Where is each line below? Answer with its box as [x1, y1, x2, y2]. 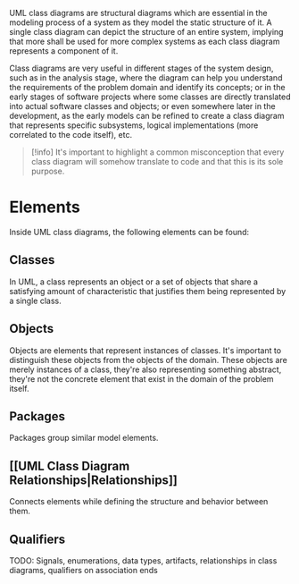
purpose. [30, 165, 65, 176]
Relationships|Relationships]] [9, 472, 179, 487]
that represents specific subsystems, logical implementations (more [9, 120, 259, 131]
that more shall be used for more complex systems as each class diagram [9, 36, 280, 47]
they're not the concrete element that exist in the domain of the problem [9, 373, 274, 384]
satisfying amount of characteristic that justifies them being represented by [9, 285, 287, 296]
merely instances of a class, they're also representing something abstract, [9, 364, 282, 375]
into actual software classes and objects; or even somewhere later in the [9, 101, 276, 111]
